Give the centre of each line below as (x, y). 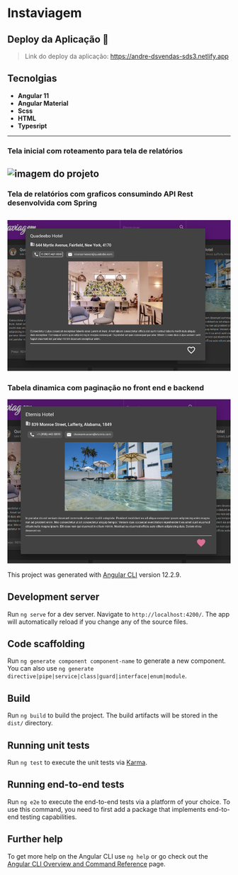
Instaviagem (45, 13)
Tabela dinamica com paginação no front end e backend (106, 387)
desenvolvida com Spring (52, 203)
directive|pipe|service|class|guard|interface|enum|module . (97, 676)
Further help (35, 839)
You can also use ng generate (51, 668)
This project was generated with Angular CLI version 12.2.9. (95, 574)
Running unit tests (49, 745)
